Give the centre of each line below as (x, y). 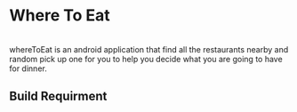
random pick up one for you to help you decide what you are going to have (146, 59)
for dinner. (28, 68)
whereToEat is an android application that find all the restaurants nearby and (149, 49)
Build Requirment (58, 96)
